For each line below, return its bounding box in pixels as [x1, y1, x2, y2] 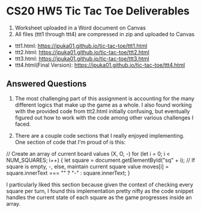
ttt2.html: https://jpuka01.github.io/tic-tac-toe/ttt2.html [14, 48, 150, 55]
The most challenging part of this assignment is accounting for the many [14, 94, 195, 102]
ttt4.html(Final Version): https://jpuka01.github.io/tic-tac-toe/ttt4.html [14, 61, 185, 69]
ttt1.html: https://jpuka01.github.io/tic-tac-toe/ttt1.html [14, 42, 148, 49]
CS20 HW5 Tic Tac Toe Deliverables [6, 4, 190, 18]
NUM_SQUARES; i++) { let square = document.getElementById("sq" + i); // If [6, 156, 195, 164]
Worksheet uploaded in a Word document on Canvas [14, 24, 146, 31]
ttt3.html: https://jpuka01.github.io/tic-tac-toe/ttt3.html [14, 55, 149, 62]
